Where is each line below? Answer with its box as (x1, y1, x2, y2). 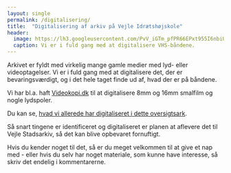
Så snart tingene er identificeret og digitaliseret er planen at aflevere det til (7, 123, 218, 130)
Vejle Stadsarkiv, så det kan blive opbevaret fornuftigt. (7, 130, 161, 138)
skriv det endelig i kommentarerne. (7, 158, 107, 165)
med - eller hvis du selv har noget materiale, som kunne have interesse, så (7, 150, 218, 159)
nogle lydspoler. (7, 96, 53, 104)
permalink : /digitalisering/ (7, 16, 91, 23)
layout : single (7, 10, 51, 17)
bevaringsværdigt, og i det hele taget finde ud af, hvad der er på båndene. (7, 76, 217, 83)
